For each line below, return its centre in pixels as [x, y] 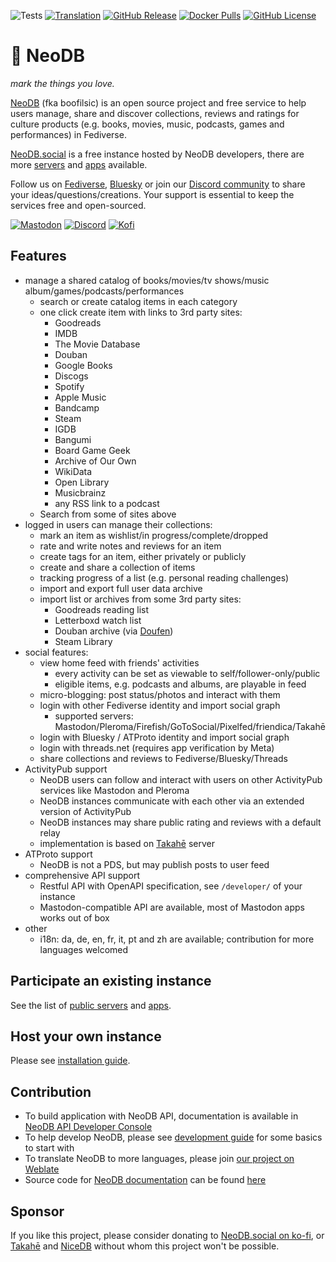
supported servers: [94, 716]
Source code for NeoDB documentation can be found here [145, 1180]
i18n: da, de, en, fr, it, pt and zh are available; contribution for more [177, 939]
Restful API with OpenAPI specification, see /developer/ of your [171, 886]
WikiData [73, 471]
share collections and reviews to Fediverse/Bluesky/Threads [163, 758]
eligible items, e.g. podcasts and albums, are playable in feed [180, 684]
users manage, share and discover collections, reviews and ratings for [155, 113]
